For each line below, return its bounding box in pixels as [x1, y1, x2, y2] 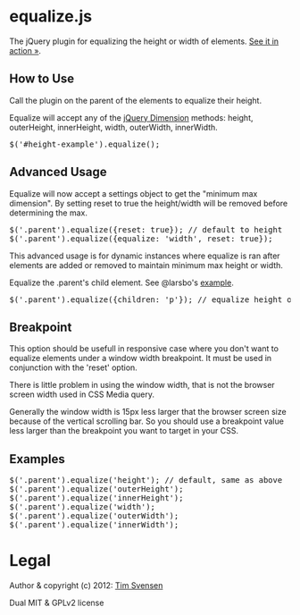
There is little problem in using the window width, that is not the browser [9, 380, 275, 391]
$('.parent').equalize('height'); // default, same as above [9, 476, 283, 485]
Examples [9, 451, 65, 467]
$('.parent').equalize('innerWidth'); [9, 520, 179, 530]
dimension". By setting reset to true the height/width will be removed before [9, 198, 288, 208]
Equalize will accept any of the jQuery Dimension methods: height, [9, 112, 254, 122]
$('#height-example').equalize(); [9, 139, 161, 149]
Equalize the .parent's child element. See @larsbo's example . [9, 277, 234, 288]
